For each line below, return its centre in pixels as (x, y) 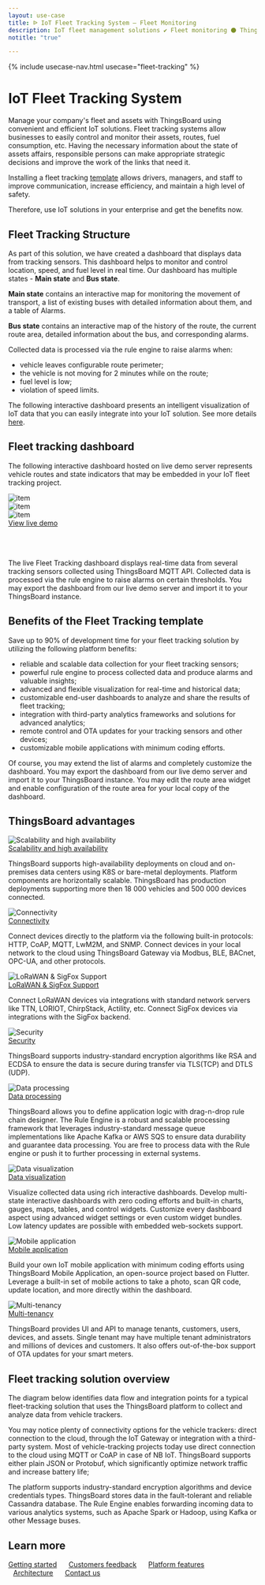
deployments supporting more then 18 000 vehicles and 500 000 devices (127, 889)
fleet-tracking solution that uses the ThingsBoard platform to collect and (125, 1406)
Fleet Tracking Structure (69, 235)
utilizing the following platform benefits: (73, 648)
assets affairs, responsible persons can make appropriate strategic (117, 154)
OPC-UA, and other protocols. (57, 961)
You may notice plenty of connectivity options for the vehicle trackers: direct (132, 1430)
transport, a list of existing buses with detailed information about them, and (130, 302)
